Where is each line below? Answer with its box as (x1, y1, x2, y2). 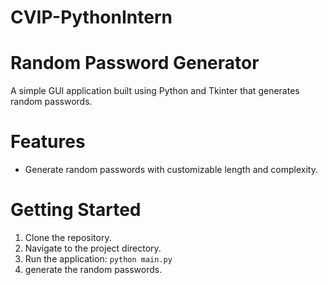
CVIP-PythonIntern (10, 6, 173, 29)
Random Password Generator (10, 52, 260, 75)
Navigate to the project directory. (24, 242, 162, 254)
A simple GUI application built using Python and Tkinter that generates (10, 85, 300, 97)
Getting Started (10, 199, 142, 221)
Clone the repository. (24, 232, 112, 243)
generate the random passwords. (24, 264, 163, 275)
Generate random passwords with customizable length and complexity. (24, 164, 318, 176)
